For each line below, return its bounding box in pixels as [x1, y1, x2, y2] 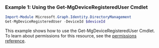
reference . [5, 38, 26, 44]
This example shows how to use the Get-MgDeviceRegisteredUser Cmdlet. [5, 28, 155, 34]
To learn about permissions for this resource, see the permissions [5, 33, 137, 39]
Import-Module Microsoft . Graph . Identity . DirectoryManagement [5, 15, 132, 20]
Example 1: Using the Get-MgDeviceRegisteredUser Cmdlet [5, 4, 148, 11]
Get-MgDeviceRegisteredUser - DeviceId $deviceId [5, 19, 106, 24]
